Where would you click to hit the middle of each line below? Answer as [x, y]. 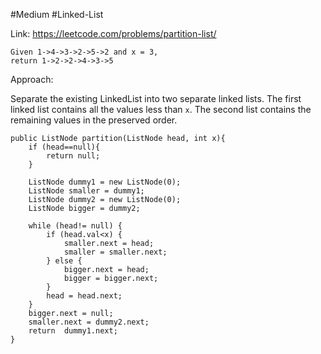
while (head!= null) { [75, 226]
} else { [64, 261]
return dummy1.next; [73, 331]
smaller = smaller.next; [115, 252]
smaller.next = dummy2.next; [89, 322]
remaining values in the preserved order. [94, 120]
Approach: [32, 79]
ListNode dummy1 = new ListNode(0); [105, 182]
